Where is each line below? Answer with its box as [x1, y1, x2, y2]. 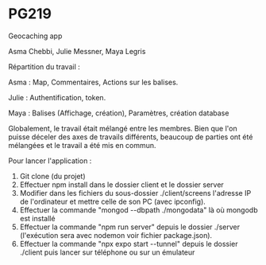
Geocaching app [8, 31, 63, 41]
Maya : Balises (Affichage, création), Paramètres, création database [8, 108, 229, 118]
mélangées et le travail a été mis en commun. [8, 140, 156, 150]
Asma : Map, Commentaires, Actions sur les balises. [8, 77, 179, 87]
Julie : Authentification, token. [8, 92, 106, 102]
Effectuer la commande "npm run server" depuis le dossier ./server [19, 222, 241, 232]
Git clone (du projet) [19, 171, 86, 181]
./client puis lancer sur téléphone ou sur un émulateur [19, 247, 195, 257]
